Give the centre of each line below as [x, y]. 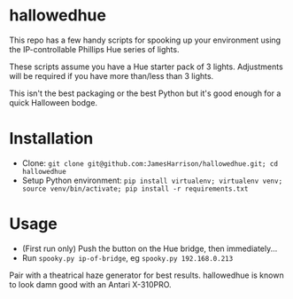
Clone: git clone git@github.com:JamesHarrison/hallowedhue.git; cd [150, 163]
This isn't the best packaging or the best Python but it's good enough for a [145, 93]
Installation [51, 139]
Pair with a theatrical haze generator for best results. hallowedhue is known [147, 275]
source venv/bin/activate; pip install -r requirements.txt [135, 189]
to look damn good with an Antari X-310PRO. [90, 284]
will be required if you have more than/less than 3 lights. [112, 75]
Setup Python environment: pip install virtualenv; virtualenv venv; [152, 180]
